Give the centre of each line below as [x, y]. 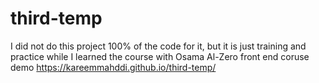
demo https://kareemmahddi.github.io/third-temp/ [113, 67]
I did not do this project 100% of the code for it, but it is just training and [158, 46]
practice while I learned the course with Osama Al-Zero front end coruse [160, 56]
